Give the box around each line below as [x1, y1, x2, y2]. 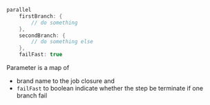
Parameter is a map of [6, 64, 70, 71]
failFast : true [19, 51, 63, 58]
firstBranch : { [19, 12, 63, 20]
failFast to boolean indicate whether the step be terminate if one [16, 84, 204, 92]
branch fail [16, 91, 48, 100]
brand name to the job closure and [16, 77, 115, 85]
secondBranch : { [19, 32, 66, 39]
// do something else [31, 38, 94, 45]
